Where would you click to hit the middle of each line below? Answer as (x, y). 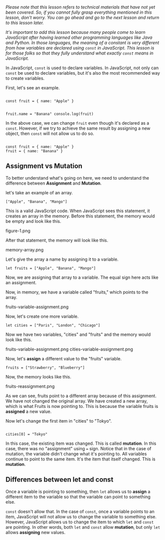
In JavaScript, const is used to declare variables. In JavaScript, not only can (82, 68)
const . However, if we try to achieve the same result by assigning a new (78, 128)
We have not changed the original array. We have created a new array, (77, 401)
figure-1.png (18, 231)
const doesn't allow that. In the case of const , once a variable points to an (80, 511)
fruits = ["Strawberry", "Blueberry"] (45, 368)
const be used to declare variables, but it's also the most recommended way (83, 73)
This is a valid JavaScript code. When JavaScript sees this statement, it (78, 211)
